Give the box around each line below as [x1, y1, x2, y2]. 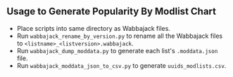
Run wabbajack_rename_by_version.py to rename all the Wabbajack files [16, 31, 223, 40]
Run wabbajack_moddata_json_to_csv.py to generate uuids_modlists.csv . [16, 61, 227, 69]
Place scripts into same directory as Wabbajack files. [16, 24, 170, 32]
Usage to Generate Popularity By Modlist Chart [6, 6, 216, 17]
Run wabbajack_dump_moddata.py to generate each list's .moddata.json [16, 46, 218, 55]
